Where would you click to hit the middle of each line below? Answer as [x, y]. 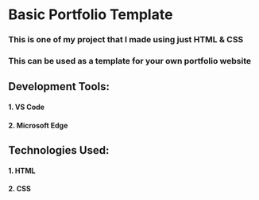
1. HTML [22, 171]
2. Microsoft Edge [38, 125]
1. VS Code [27, 107]
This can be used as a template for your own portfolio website [130, 61]
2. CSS [20, 189]
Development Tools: [59, 86]
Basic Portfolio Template [91, 15]
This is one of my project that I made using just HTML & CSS [126, 40]
